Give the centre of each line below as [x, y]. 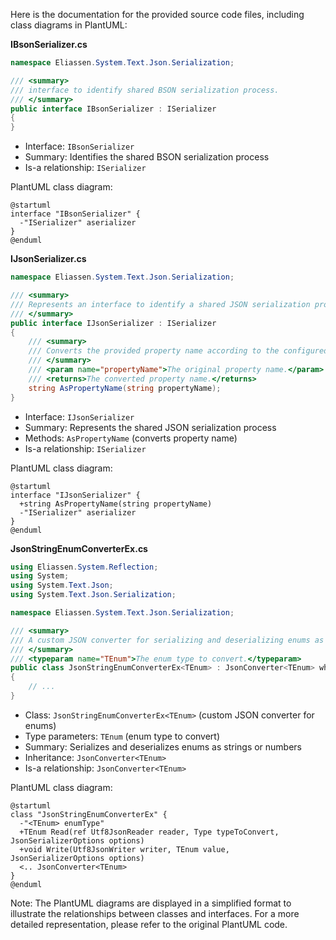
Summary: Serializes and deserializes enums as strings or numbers [163, 746]
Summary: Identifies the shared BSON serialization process [147, 157]
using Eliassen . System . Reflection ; [84, 567]
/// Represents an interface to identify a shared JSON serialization [160, 304]
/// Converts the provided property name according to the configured [178, 351]
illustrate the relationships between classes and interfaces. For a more [155, 913]
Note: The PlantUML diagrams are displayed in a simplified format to [151, 903]
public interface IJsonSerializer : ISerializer [113, 323]
